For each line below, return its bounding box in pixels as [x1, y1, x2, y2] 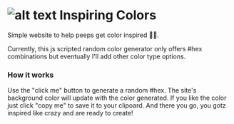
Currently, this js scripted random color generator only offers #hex [7, 44, 203, 53]
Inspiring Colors [59, 7, 157, 24]
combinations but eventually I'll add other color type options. [7, 52, 186, 61]
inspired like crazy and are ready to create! [7, 109, 133, 118]
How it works [7, 70, 54, 80]
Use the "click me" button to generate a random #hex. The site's [7, 86, 197, 95]
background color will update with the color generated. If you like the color [7, 93, 227, 103]
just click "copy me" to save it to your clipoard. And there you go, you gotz [7, 101, 226, 110]
